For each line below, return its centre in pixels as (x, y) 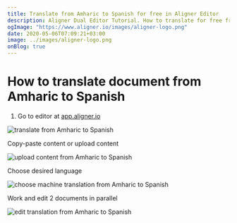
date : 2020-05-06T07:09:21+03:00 (56, 34)
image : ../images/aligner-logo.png (60, 40)
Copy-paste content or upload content (63, 143)
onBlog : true (26, 47)
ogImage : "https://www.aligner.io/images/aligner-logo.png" (98, 27)
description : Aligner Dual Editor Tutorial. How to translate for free (115, 20)
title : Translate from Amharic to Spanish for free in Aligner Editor (113, 14)
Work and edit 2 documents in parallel (62, 198)
